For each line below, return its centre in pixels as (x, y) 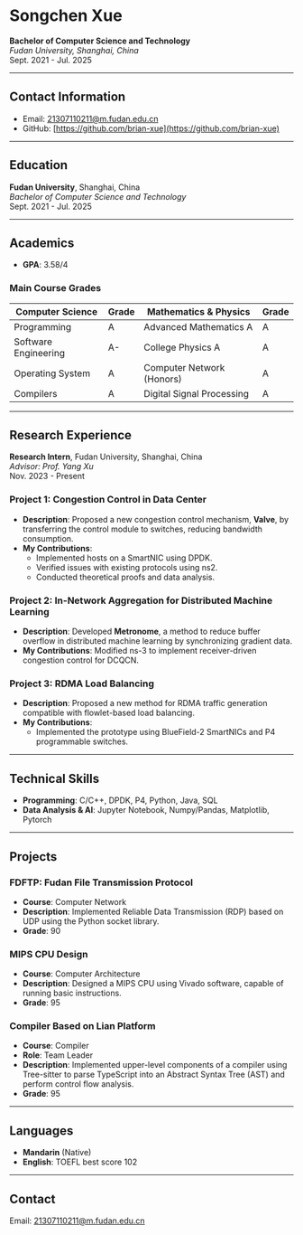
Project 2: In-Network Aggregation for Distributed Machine (141, 600)
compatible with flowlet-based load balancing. (109, 713)
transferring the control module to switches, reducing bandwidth (142, 529)
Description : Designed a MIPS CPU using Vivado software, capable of (153, 984)
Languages (41, 1131)
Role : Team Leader (57, 1055)
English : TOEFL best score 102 (80, 1162)
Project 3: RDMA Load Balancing (82, 683)
